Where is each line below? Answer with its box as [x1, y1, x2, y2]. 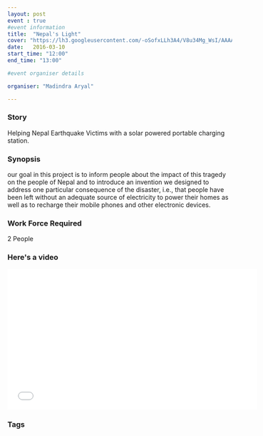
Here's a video [7, 253, 58, 263]
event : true [7, 17, 46, 24]
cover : [7, 37, 27, 44]
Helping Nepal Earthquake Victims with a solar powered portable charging [7, 128, 225, 137]
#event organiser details [7, 69, 84, 77]
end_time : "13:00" [7, 57, 62, 64]
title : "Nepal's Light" [7, 30, 81, 38]
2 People [7, 235, 34, 243]
